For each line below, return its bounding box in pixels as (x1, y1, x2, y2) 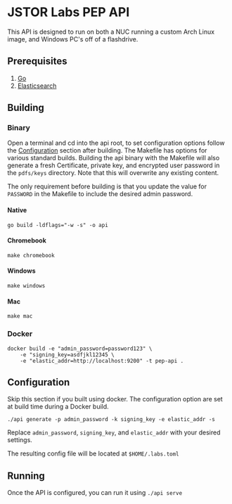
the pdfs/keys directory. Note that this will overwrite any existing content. (7, 169, 219, 177)
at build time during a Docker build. (7, 402, 109, 411)
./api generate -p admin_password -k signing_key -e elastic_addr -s (7, 416, 216, 423)
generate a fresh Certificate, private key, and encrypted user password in (7, 161, 220, 169)
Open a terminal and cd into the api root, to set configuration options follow (7, 138, 225, 148)
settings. (7, 436, 33, 444)
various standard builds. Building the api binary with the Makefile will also (7, 154, 220, 162)
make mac (7, 313, 33, 320)
